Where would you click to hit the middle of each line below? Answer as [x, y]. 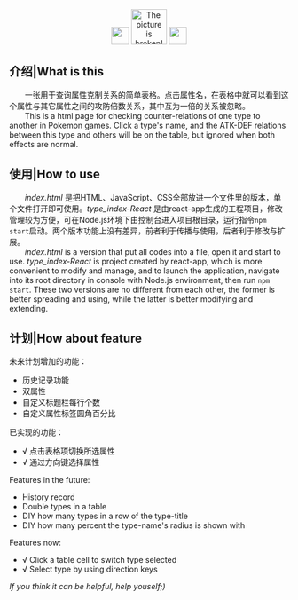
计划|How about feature [76, 339]
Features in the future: [50, 480]
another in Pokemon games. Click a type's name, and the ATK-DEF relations [148, 125]
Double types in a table [64, 507]
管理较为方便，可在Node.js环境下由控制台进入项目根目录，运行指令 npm [138, 219]
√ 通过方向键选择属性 [61, 462]
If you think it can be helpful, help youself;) [87, 587]
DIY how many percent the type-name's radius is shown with [133, 525]
